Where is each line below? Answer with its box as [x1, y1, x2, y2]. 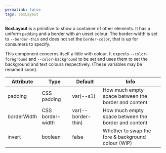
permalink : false [5, 7, 41, 12]
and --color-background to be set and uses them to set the [28, 56, 148, 62]
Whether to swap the [102, 127, 152, 134]
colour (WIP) [102, 139, 132, 146]
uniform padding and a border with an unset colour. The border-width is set [5, 31, 158, 37]
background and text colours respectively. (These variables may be [5, 61, 142, 67]
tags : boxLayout [5, 12, 39, 17]
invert [7, 133, 21, 140]
